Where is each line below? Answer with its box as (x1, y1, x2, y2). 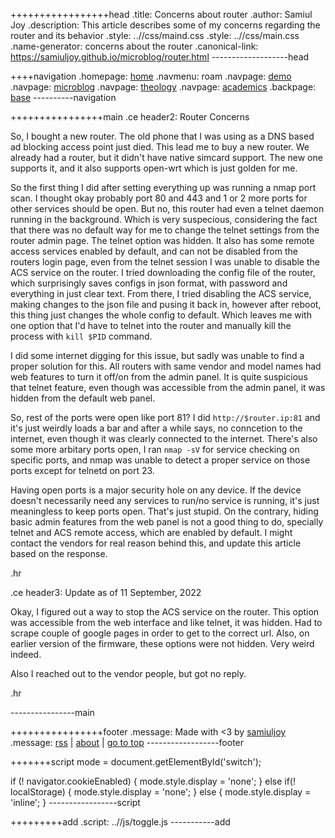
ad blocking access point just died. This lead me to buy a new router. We (10, 141, 310, 153)
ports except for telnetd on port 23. (10, 465, 155, 476)
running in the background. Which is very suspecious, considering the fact (10, 214, 318, 225)
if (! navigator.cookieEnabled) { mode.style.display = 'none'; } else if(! (10, 775, 296, 787)
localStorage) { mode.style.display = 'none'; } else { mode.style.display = (10, 786, 312, 798)
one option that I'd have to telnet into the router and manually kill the (10, 320, 292, 331)
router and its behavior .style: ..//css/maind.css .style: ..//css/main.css (10, 30, 300, 41)
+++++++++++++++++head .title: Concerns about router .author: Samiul (10, 9, 313, 20)
